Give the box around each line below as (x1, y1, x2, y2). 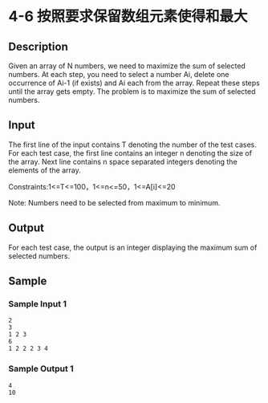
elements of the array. (8, 165, 82, 175)
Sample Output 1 (8, 363, 74, 374)
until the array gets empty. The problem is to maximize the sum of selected (8, 87, 256, 96)
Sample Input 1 (8, 298, 67, 309)
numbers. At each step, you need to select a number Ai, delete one (8, 70, 230, 79)
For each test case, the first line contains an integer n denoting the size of (8, 148, 253, 157)
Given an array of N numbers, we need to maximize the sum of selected (8, 61, 246, 71)
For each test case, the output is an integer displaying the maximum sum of (8, 242, 258, 252)
